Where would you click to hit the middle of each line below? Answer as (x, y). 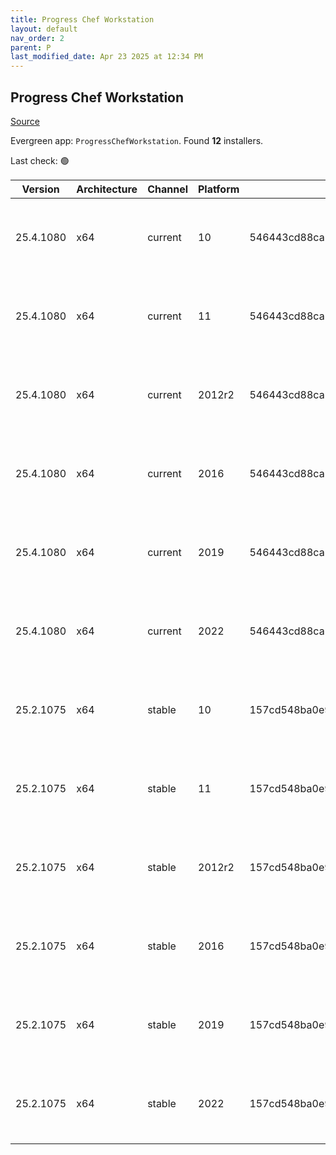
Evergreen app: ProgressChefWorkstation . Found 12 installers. (137, 140)
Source (25, 121)
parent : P (31, 47)
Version (40, 189)
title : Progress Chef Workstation (82, 19)
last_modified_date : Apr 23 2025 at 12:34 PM (106, 57)
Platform (219, 189)
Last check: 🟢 (40, 160)
